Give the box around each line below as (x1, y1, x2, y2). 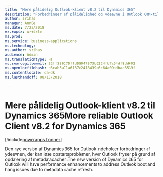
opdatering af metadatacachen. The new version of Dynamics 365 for (5, 156, 143, 162)
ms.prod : (5, 34, 23, 39)
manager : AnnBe (5, 20, 36, 26)
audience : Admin (5, 52, 38, 57)
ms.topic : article (5, 30, 42, 34)
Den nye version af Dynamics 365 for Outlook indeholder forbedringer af (5, 146, 150, 152)
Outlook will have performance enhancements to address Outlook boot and (5, 161, 156, 167)
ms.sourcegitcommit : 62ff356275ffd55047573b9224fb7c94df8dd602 (5, 61, 136, 66)
